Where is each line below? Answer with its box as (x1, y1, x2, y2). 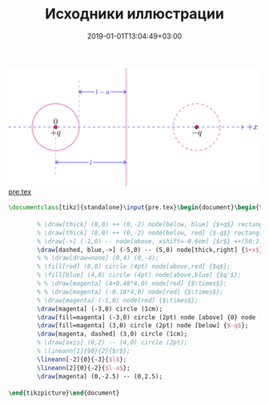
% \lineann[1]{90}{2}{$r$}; (37, 347, 130, 355)
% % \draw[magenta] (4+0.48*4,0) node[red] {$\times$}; (37, 279, 227, 288)
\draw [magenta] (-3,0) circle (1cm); (37, 305, 163, 313)
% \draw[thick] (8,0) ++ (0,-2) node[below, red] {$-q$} (37, 229, 231, 237)
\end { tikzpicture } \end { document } (8, 389, 120, 397)
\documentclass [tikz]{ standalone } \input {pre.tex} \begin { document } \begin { (8, 203, 260, 212)
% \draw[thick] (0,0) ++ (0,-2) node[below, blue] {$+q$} (37, 220, 235, 228)
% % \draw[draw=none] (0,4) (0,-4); (37, 254, 159, 263)
